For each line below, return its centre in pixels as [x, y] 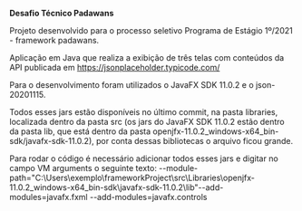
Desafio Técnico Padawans [62, 13]
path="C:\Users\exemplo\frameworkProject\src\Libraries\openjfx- [132, 177]
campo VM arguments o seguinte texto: [83, 168]
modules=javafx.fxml [49, 197]
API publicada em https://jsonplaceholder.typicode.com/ [115, 67]
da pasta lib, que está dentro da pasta [80, 131]
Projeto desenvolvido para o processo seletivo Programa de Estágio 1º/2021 [151, 30]
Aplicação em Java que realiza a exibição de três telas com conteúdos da [147, 58]
